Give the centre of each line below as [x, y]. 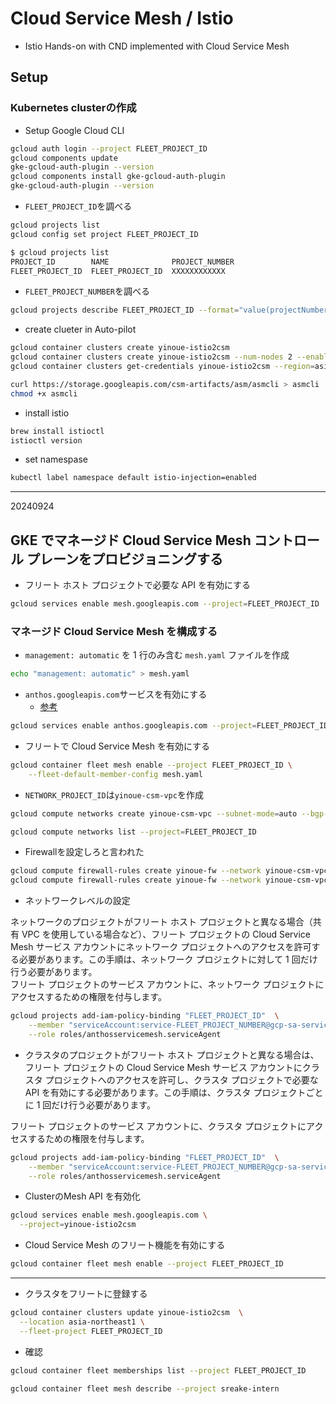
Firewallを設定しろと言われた [84, 852]
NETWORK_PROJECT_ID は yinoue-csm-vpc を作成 [114, 794]
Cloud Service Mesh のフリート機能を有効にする [125, 1245]
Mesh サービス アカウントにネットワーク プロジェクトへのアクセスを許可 [161, 947]
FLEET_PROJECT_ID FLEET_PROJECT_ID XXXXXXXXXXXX [118, 271]
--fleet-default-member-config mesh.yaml [115, 774]
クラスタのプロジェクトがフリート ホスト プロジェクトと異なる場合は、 [172, 1054]
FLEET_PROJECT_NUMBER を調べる [87, 291]
